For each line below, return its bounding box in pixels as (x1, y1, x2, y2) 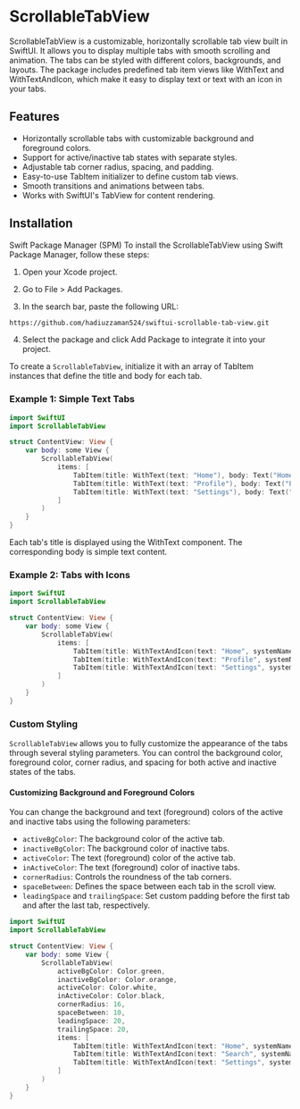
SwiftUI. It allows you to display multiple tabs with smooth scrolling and (9, 45, 271, 55)
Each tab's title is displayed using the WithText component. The (9, 537, 243, 548)
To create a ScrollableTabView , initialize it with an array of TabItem (9, 361, 254, 372)
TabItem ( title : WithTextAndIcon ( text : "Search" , (72, 1050, 257, 1059)
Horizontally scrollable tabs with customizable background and (21, 132, 254, 144)
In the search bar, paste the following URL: (21, 301, 179, 312)
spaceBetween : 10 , (56, 1008, 126, 1018)
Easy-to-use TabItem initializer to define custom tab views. (21, 171, 239, 181)
